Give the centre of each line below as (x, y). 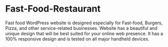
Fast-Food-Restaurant (53, 9)
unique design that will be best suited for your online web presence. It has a (84, 33)
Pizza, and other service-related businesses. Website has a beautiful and (81, 28)
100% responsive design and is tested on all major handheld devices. (77, 39)
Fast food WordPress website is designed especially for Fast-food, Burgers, (84, 23)
